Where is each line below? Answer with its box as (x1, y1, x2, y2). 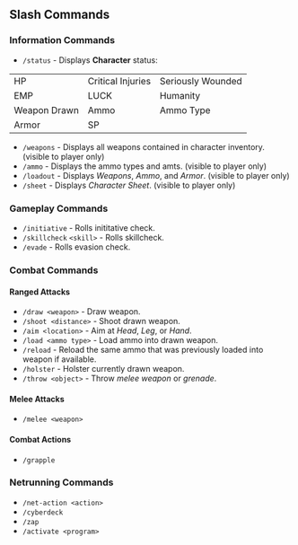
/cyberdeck (22, 507, 64, 517)
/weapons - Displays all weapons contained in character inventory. (22, 141, 265, 152)
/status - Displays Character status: (22, 54, 159, 66)
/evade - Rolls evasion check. (22, 242, 131, 252)
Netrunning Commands (9, 476, 114, 488)
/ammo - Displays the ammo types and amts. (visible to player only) (22, 161, 267, 171)
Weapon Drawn (13, 103, 79, 116)
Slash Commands (9, 7, 110, 22)
